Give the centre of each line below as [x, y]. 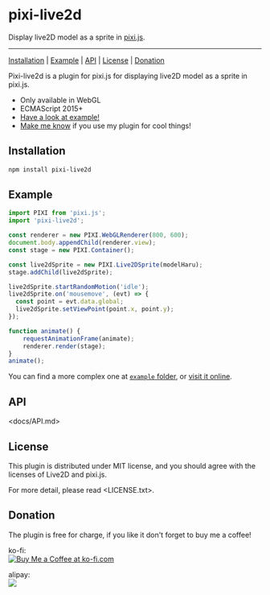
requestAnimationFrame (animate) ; [79, 339]
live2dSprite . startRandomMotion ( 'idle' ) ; [79, 287]
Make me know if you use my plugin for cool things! [105, 126]
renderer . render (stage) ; [64, 346]
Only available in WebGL [60, 100]
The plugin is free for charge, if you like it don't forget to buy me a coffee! [130, 535]
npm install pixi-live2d [50, 169]
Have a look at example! [60, 117]
